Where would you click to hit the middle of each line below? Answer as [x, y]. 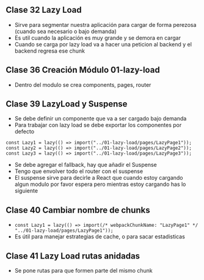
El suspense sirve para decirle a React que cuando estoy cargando [99, 178]
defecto [24, 131]
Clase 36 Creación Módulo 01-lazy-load [83, 70]
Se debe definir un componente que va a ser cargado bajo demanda [100, 119]
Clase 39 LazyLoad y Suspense [67, 104]
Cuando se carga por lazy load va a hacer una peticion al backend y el [103, 44]
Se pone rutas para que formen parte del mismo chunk [84, 271]
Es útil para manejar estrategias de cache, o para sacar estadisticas [100, 237]
